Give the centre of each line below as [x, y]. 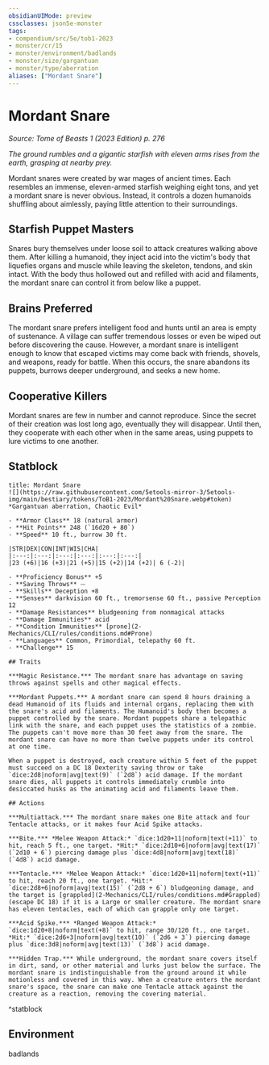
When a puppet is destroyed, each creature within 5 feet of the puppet [133, 761]
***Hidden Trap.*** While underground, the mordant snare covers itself [133, 958]
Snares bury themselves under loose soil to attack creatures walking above [133, 249]
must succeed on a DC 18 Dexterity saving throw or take [106, 768]
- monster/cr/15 [35, 46]
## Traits [25, 662]
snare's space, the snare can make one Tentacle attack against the [126, 987]
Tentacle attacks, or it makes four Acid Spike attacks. [106, 824]
